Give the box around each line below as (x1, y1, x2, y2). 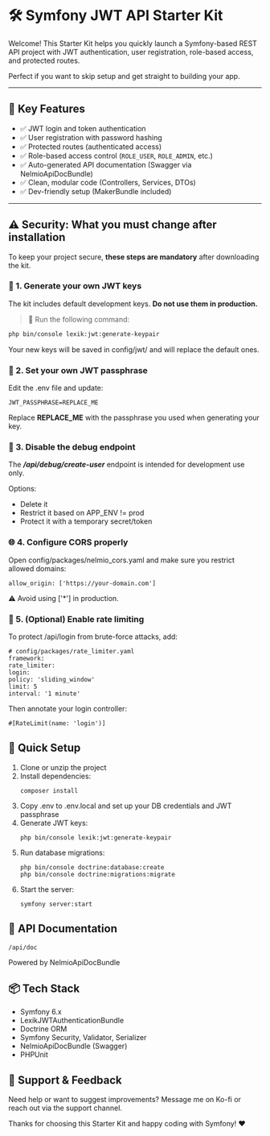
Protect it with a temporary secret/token (19, 516, 153, 526)
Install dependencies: (19, 771, 92, 781)
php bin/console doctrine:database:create (19, 863, 165, 871)
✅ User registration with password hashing (19, 132, 162, 142)
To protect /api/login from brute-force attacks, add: (8, 632, 178, 641)
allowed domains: (8, 563, 67, 573)
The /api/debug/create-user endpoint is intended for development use (8, 460, 245, 470)
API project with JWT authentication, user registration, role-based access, (8, 47, 254, 56)
